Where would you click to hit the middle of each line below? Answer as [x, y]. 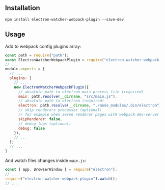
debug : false [31, 128]
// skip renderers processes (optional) [60, 110]
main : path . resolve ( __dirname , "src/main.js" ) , [68, 96]
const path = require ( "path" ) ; [37, 55]
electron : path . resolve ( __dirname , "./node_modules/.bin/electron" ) [90, 106]
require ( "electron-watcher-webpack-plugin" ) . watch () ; [61, 179]
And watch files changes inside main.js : [46, 160]
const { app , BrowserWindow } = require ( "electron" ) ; [61, 169]
